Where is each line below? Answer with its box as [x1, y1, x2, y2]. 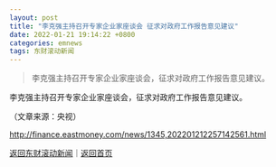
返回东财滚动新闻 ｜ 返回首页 [9, 148, 113, 159]
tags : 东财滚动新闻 [9, 47, 75, 56]
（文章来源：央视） [9, 111, 81, 122]
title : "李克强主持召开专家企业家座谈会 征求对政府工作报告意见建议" [9, 22, 239, 31]
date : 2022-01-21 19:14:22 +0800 [9, 30, 136, 39]
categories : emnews [9, 38, 83, 48]
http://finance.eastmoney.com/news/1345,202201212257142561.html [9, 129, 267, 140]
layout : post [9, 13, 59, 23]
